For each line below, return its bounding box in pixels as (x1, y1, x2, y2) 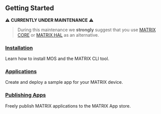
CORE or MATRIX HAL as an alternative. (17, 32, 99, 38)
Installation (5, 44, 33, 51)
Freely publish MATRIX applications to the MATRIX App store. (5, 103, 131, 109)
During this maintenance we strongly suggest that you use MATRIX (17, 27, 156, 33)
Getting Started (5, 4, 54, 12)
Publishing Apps (5, 92, 46, 99)
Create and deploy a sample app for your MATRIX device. (5, 79, 123, 85)
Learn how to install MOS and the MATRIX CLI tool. (5, 56, 110, 61)
